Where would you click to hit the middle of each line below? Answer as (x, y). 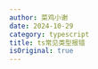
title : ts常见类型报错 (47, 43)
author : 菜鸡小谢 (39, 17)
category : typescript (49, 34)
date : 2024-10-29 (41, 26)
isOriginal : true (41, 51)
